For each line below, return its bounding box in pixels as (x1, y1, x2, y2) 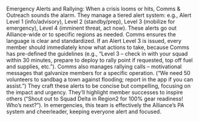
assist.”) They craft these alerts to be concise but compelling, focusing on (6, 82, 191, 90)
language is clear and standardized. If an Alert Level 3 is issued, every (6, 38, 182, 44)
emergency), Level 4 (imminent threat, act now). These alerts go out (6, 24, 177, 31)
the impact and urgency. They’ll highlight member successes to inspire (6, 89, 183, 96)
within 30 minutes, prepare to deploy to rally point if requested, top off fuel (6, 57, 193, 64)
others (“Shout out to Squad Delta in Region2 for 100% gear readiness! (6, 95, 183, 102)
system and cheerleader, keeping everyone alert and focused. (6, 108, 162, 115)
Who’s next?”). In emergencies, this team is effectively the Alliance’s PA (6, 102, 184, 108)
